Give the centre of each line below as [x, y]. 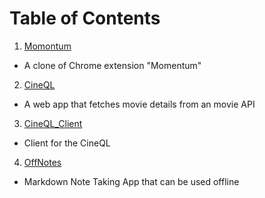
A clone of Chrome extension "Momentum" [112, 65]
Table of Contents [85, 18]
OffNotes [42, 162]
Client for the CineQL [67, 143]
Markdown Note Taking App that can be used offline [131, 181]
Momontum [47, 46]
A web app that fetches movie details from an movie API [139, 104]
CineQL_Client [53, 123]
